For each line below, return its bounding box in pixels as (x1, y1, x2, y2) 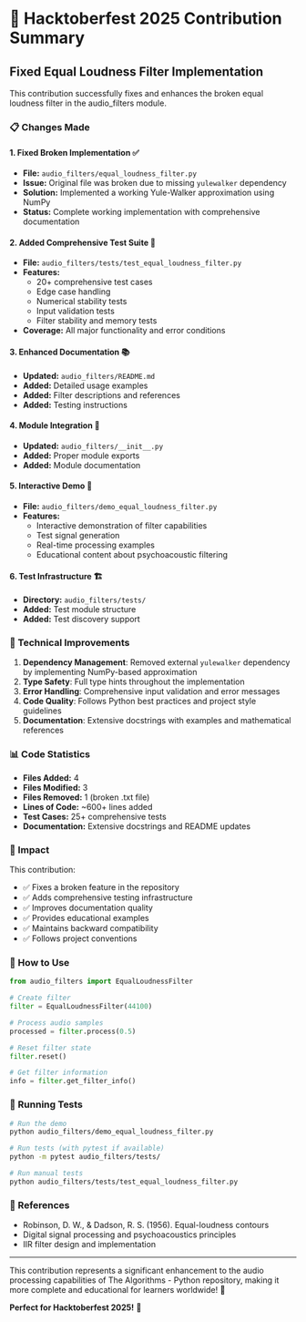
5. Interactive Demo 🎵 (9, 480, 93, 491)
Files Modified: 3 (22, 782, 88, 793)
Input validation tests (36, 305, 116, 317)
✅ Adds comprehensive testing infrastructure (22, 892, 193, 903)
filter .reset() (9, 1051, 67, 1061)
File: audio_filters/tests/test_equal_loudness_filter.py (22, 257, 242, 268)
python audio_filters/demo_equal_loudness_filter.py (9, 1127, 214, 1137)
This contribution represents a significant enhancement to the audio (9, 1266, 264, 1276)
